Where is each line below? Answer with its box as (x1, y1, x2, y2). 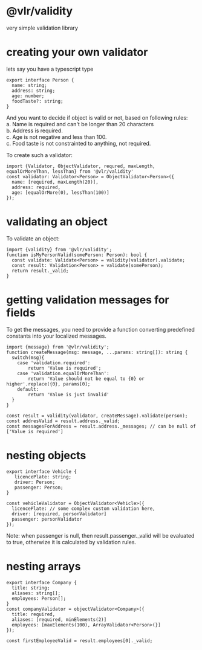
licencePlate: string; (14, 474, 71, 480)
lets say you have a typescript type (6, 65, 94, 72)
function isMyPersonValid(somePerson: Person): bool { (6, 252, 148, 258)
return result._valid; (11, 268, 69, 274)
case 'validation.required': (17, 359, 91, 366)
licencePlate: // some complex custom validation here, (11, 506, 155, 512)
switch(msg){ (11, 355, 45, 361)
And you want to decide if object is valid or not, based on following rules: (6, 114, 188, 121)
